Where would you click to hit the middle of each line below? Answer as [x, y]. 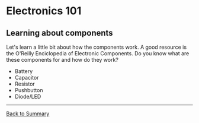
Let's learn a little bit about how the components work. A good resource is [97, 47]
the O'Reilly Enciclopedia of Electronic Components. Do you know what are [98, 53]
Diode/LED [28, 97]
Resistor [25, 84]
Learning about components [60, 33]
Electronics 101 [44, 11]
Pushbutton [29, 90]
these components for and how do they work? [62, 60]
